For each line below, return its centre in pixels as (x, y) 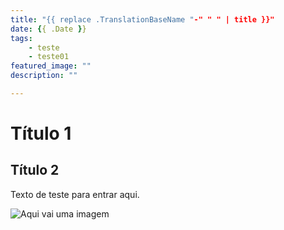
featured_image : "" (51, 66)
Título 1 (41, 133)
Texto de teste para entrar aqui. (75, 194)
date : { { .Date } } (48, 29)
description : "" (44, 76)
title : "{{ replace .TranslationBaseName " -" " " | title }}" (142, 19)
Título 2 (35, 170)
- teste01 (49, 57)
